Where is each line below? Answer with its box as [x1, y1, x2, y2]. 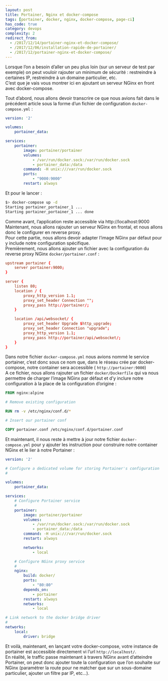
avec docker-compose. [5, 85, 54, 91]
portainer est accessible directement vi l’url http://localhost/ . [5, 649, 137, 655]
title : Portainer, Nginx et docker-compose [5, 12, 99, 17]
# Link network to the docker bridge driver [5, 615, 101, 620]
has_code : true [5, 21, 37, 27]
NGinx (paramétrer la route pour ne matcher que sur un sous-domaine [5, 664, 152, 671]
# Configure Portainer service [14, 498, 80, 503]
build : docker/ [23, 573, 56, 578]
